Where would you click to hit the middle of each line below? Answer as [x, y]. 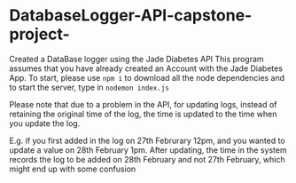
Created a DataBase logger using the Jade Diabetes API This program [136, 59]
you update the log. [45, 123]
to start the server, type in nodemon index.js [90, 87]
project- [40, 34]
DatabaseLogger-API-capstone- [131, 16]
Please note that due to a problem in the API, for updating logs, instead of [143, 104]
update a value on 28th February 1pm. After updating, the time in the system [148, 150]
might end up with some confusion [73, 169]
